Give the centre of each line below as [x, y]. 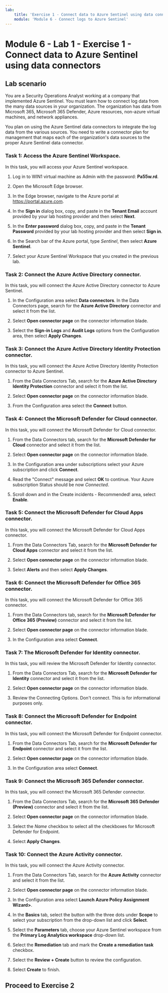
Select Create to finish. [36, 970]
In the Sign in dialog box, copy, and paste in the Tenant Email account [85, 211]
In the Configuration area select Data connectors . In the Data [75, 300]
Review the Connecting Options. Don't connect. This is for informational [86, 698]
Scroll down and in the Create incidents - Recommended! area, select [84, 494]
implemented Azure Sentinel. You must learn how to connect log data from [82, 101]
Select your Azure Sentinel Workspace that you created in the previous [85, 256]
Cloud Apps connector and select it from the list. [63, 550]
